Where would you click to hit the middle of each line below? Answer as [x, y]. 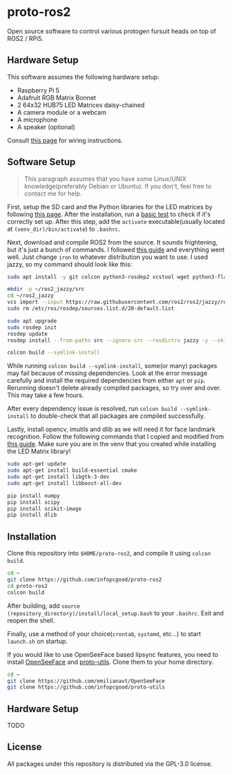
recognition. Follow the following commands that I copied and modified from [116, 437]
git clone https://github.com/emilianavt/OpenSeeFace [86, 681]
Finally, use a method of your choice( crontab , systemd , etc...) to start [104, 633]
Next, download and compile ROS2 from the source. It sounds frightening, [113, 242]
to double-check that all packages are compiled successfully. [118, 416]
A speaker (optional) [46, 127]
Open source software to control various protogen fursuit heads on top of [112, 31]
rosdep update [28, 334]
